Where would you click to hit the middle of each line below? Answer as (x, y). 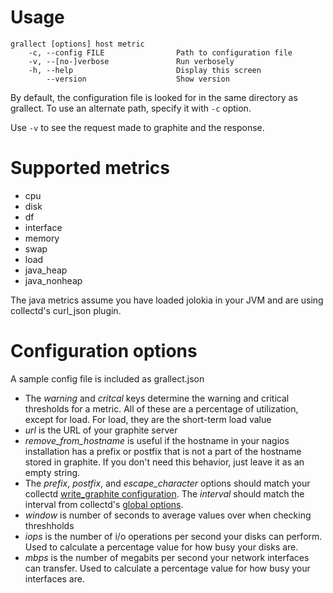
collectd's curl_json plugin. (66, 310)
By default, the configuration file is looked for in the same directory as (154, 97)
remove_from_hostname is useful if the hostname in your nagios (157, 440)
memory (42, 238)
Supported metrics (90, 168)
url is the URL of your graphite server (101, 430)
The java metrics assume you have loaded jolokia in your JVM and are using (167, 300)
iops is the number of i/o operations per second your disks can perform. (173, 536)
